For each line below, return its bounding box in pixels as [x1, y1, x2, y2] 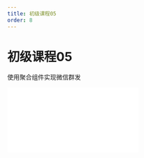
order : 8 [7, 17, 33, 24]
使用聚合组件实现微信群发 [7, 73, 81, 81]
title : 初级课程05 [7, 10, 57, 17]
